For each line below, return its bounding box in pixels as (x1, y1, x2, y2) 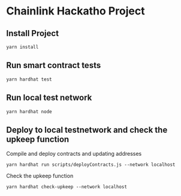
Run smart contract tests (6, 60, 101, 70)
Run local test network (6, 93, 92, 103)
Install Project (6, 28, 59, 38)
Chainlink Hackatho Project (6, 4, 145, 18)
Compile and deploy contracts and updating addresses (6, 150, 142, 158)
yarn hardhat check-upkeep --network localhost (6, 184, 128, 190)
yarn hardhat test (6, 76, 52, 82)
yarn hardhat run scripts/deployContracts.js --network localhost (6, 162, 176, 168)
